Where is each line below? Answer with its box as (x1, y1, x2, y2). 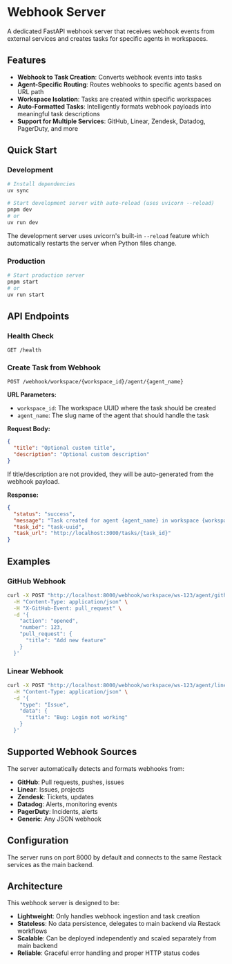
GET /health (7, 347, 41, 354)
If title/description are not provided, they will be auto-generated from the (7, 470, 214, 478)
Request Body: (7, 425, 50, 433)
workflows (17, 927, 48, 935)
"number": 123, (19, 624, 64, 631)
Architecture (7, 880, 64, 892)
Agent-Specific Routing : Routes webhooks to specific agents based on (17, 80, 222, 89)
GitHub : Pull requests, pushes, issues (17, 778, 124, 786)
